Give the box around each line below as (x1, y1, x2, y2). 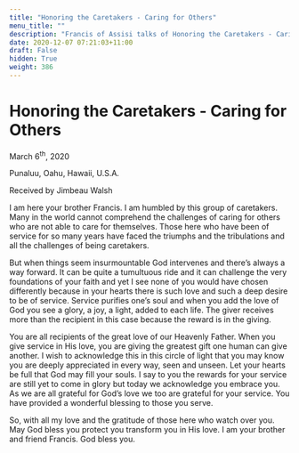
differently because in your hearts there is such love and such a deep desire (9, 286, 288, 296)
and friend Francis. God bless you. (9, 433, 136, 445)
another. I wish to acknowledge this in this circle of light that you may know (9, 351, 285, 361)
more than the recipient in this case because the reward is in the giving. (9, 314, 271, 325)
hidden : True (9, 54, 58, 63)
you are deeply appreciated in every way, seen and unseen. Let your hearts (9, 360, 287, 370)
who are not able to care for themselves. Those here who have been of (9, 222, 270, 232)
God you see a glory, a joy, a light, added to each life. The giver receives (9, 304, 274, 316)
